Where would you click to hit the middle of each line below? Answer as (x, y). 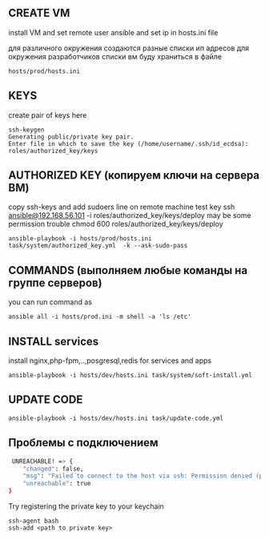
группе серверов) (55, 282)
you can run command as (50, 302)
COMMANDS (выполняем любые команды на (128, 270)
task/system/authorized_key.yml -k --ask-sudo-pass (98, 246)
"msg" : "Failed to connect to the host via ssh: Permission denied (137, 476)
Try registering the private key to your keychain (86, 506)
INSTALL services (54, 341)
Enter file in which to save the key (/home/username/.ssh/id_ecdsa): (128, 143)
